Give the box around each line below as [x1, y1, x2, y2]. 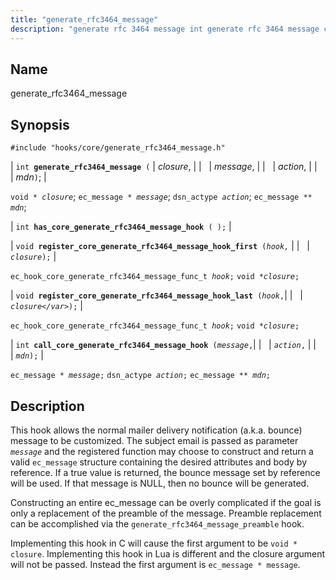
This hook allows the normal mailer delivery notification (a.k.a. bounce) [10, 424, 303, 436]
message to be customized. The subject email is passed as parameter [10, 434, 299, 446]
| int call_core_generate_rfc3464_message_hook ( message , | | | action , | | [10, 339, 317, 351]
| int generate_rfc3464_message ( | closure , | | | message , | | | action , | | [10, 161, 318, 173]
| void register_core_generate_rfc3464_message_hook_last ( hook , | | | [10, 289, 303, 301]
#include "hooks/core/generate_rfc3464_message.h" [10, 143, 226, 153]
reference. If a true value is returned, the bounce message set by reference [10, 466, 321, 478]
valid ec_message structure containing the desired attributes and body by [10, 456, 308, 468]
